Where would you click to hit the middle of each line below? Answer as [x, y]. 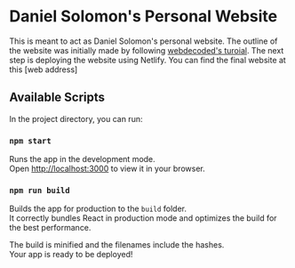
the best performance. [50, 228]
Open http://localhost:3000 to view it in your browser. [108, 169]
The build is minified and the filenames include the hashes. [117, 245]
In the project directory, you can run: [76, 118]
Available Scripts [57, 97]
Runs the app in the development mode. [82, 159]
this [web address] [44, 69]
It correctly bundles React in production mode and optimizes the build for [143, 218]
